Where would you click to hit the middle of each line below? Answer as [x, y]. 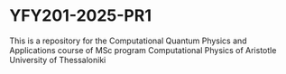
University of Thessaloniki [58, 60]
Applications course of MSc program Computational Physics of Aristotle [143, 50]
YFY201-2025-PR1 [80, 16]
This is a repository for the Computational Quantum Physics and [128, 41]
